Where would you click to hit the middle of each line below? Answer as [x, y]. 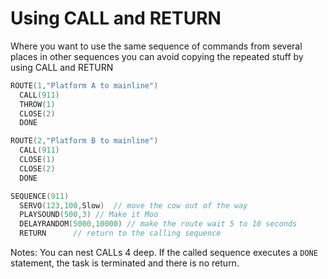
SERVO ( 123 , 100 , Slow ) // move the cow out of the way [133, 205]
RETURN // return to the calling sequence [120, 233]
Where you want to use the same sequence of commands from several [156, 46]
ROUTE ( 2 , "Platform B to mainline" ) [84, 141]
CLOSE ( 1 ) [37, 160]
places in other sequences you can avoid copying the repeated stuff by [157, 56]
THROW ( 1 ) [37, 104]
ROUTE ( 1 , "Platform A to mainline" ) [84, 85]
